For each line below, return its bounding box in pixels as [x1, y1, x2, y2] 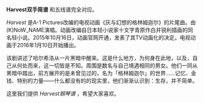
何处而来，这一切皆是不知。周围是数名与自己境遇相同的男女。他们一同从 [16, 62, 198, 69]
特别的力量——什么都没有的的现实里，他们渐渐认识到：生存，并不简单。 [16, 77, 198, 84]
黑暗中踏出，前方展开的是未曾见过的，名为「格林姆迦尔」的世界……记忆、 [6, 70, 191, 76]
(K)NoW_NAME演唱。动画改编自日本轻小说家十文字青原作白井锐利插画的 [6, 27, 188, 33]
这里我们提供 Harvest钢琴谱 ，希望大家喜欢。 [6, 90, 120, 97]
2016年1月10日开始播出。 [16, 42, 80, 48]
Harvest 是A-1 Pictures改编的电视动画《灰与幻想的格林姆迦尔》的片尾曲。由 [6, 19, 196, 26]
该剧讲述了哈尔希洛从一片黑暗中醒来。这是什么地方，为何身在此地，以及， [6, 55, 192, 61]
